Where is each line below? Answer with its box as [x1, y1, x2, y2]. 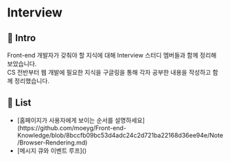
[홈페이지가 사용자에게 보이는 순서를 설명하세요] [16, 116, 146, 124]
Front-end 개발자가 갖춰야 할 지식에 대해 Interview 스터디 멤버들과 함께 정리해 [7, 51, 217, 59]
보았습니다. [7, 60, 37, 68]
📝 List [7, 97, 32, 109]
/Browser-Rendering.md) [16, 138, 88, 147]
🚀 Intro [7, 32, 36, 44]
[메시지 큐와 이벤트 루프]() [16, 146, 87, 155]
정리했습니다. [14, 77, 50, 85]
